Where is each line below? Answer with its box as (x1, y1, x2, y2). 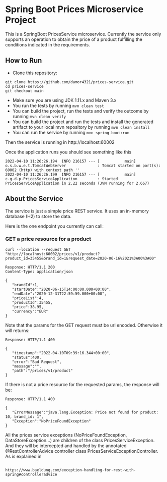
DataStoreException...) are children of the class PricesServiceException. (5, 437, 155, 443)
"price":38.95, (12, 304, 44, 309)
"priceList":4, (12, 295, 44, 301)
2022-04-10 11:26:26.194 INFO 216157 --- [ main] (5, 158, 136, 164)
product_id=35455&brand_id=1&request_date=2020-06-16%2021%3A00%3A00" (5, 256, 156, 261)
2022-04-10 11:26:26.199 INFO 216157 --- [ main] (5, 172, 136, 177)
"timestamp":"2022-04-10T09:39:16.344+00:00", (12, 350, 112, 355)
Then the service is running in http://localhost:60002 (5, 139, 115, 145)
